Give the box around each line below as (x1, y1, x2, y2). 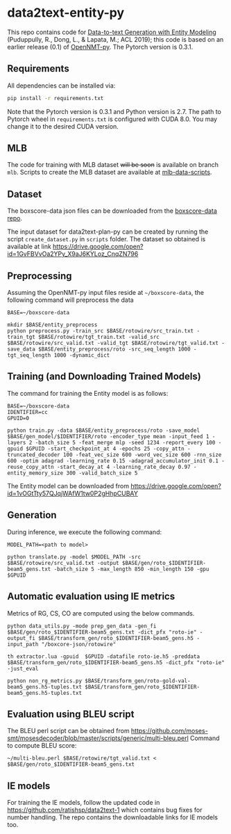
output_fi (7, 634, 36, 641)
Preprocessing (7, 270, 72, 282)
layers (7, 439, 26, 446)
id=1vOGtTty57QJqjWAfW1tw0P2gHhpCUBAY (7, 489, 139, 497)
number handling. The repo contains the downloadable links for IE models (7, 813, 219, 821)
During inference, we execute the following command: (7, 527, 162, 536)
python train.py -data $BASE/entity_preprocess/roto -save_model (7, 426, 200, 434)
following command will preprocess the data (7, 296, 134, 304)
